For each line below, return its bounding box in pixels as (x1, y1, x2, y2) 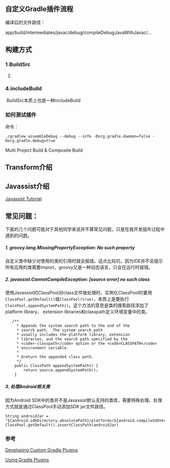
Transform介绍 (5, 163, 53, 172)
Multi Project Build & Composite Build (5, 147, 83, 153)
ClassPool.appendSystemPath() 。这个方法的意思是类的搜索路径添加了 (5, 303, 149, 309)
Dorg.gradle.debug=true (5, 139, 56, 144)
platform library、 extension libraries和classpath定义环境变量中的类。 (5, 309, 150, 315)
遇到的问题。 (5, 232, 32, 239)
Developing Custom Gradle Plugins (5, 447, 78, 453)
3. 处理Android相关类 (5, 383, 50, 389)
